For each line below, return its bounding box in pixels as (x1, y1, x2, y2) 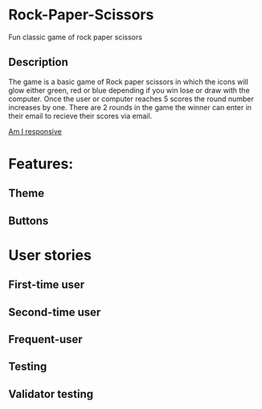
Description (8, 55, 68, 69)
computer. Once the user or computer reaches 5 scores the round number (8, 94, 255, 104)
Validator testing (8, 387, 94, 401)
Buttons (8, 214, 49, 227)
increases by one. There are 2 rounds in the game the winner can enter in (8, 102, 252, 112)
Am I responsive (8, 126, 62, 136)
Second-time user (8, 305, 101, 319)
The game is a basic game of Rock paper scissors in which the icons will (8, 76, 249, 86)
